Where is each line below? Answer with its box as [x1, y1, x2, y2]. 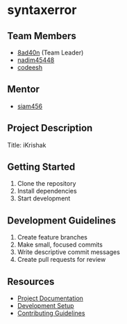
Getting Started [7, 161, 76, 173]
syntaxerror [7, 2, 77, 18]
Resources [7, 275, 55, 288]
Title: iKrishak [7, 140, 46, 149]
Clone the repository [17, 179, 76, 188]
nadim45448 [17, 56, 55, 64]
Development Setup [17, 302, 74, 310]
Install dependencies [17, 187, 78, 196]
